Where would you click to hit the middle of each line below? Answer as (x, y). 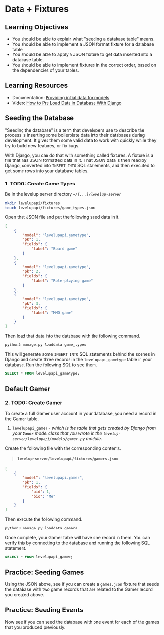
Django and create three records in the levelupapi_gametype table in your (79, 359)
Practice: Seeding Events (44, 610)
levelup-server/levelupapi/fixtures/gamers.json (68, 459)
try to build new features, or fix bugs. (42, 145)
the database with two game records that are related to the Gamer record (79, 589)
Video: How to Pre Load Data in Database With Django (67, 103)
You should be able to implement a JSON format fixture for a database (83, 44)
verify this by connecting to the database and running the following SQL (78, 543)
